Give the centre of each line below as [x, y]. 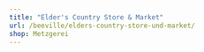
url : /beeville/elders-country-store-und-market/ [102, 26]
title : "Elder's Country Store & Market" [87, 17]
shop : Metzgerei [39, 33]
